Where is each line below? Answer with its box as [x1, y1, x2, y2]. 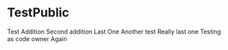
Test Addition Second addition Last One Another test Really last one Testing [7, 27, 221, 36]
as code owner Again [7, 34, 67, 42]
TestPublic [7, 5, 70, 21]
